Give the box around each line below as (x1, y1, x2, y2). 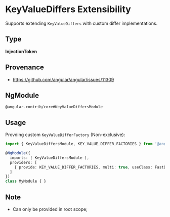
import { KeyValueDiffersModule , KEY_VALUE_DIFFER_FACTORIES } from (5, 142, 153, 147)
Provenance (5, 63, 45, 72)
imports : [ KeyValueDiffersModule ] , (10, 155, 90, 160)
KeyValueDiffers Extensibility (5, 4, 132, 15)
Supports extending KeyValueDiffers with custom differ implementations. (5, 20, 158, 26)
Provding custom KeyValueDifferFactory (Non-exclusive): (5, 132, 125, 138)
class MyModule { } (5, 179, 47, 184)
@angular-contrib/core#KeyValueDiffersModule (5, 105, 103, 110)
